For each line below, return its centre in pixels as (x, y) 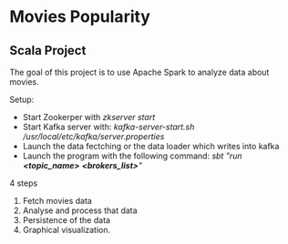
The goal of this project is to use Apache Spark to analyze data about (139, 72)
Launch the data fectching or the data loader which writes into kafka (151, 146)
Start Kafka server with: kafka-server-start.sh (108, 127)
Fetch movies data (57, 201)
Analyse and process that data (80, 210)
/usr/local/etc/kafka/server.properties (93, 137)
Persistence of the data (67, 220)
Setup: (22, 99)
